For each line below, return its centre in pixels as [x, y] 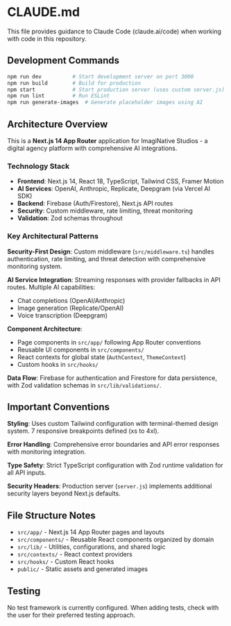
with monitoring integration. [47, 452]
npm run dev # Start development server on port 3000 [101, 76]
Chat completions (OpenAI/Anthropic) [71, 300]
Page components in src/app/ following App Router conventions [109, 342]
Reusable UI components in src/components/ [80, 349]
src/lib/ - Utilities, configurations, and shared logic [91, 547]
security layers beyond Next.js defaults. [64, 493]
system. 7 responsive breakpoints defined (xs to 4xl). [83, 431]
